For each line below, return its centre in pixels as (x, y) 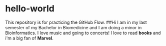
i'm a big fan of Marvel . (29, 38)
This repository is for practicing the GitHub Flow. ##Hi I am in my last (76, 22)
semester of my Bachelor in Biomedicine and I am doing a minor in (73, 27)
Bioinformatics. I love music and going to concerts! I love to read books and (83, 33)
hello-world (30, 9)
